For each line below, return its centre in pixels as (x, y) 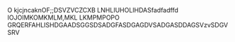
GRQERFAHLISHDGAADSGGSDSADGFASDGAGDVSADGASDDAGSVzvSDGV (118, 25)
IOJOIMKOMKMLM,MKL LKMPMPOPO (64, 17)
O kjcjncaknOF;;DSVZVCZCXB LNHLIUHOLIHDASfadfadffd (93, 10)
